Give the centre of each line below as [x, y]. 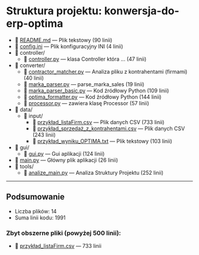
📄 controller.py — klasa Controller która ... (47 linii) [85, 59]
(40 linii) [34, 78]
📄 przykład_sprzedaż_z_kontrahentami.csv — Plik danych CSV [109, 128]
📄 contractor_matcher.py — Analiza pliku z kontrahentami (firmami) [105, 71]
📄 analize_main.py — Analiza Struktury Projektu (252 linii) [94, 172]
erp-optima [35, 23]
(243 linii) [44, 134]
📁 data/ [23, 109]
